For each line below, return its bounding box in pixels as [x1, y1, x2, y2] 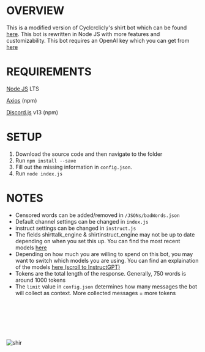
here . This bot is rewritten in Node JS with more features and [6, 30, 160, 37]
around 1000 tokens [15, 276, 66, 284]
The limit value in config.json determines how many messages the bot [15, 282, 198, 290]
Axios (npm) [6, 97, 37, 104]
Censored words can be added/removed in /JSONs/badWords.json [15, 211, 180, 219]
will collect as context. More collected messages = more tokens [15, 289, 176, 296]
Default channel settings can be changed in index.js [15, 218, 149, 225]
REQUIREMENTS [6, 65, 92, 79]
